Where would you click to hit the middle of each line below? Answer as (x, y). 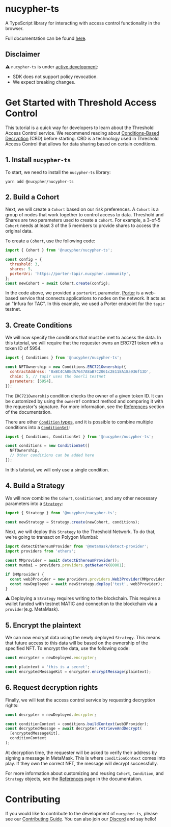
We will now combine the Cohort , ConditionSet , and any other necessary (81, 498)
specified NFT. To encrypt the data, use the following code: (67, 648)
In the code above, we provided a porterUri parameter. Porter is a (75, 293)
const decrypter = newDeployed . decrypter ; (51, 715)
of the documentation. (28, 412)
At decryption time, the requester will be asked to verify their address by (81, 753)
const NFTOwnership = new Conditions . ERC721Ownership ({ (66, 367)
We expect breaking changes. (44, 82)
